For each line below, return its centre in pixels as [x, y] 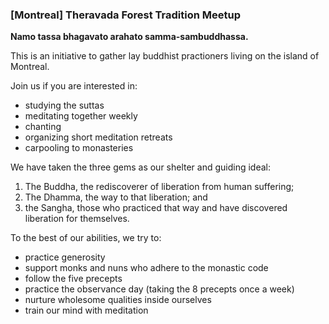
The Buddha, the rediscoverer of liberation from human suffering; [159, 187]
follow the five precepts [73, 279]
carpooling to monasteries [79, 148]
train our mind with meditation [86, 310]
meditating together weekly [81, 116]
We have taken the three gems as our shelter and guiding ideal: [141, 167]
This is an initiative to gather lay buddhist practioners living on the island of [165, 56]
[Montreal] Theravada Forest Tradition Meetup [125, 15]
